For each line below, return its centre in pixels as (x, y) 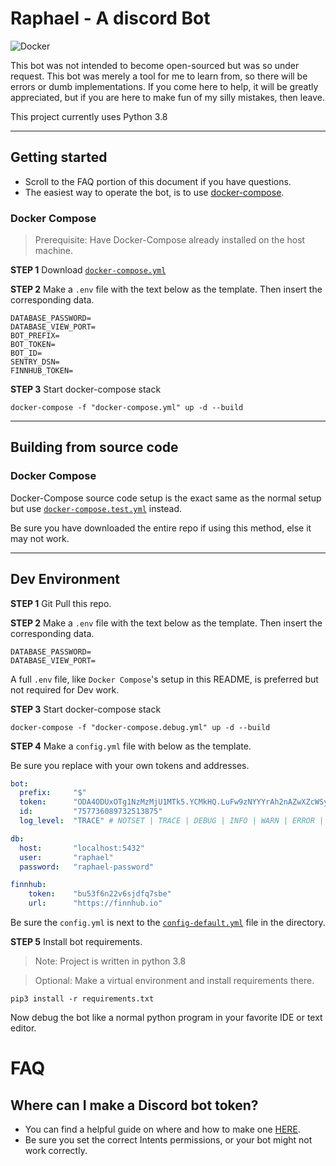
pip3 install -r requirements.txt (82, 999)
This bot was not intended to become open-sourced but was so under (155, 65)
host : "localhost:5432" (82, 848)
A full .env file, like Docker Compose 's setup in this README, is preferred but (164, 679)
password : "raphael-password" (87, 867)
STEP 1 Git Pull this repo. (61, 603)
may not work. (40, 538)
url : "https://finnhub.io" (95, 903)
